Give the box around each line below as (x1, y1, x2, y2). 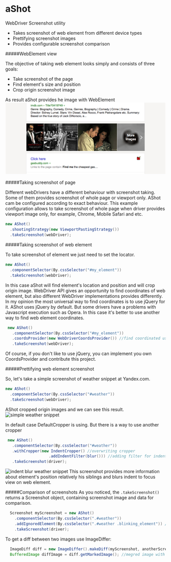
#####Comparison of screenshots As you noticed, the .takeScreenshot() (5, 489, 160, 496)
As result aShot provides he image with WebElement (5, 97, 116, 103)
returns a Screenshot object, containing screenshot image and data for (5, 495, 154, 501)
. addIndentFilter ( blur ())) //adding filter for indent (48, 454, 167, 459)
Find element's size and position (12, 81, 81, 87)
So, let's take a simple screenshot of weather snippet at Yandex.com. (5, 376, 151, 382)
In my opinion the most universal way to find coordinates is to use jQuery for (5, 298, 165, 305)
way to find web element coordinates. (5, 315, 84, 321)
